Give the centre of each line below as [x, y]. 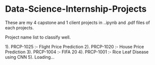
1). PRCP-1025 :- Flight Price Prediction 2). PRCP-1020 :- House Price [75, 46]
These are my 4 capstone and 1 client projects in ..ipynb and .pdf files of [77, 22]
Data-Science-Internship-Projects [76, 9]
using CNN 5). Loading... [30, 57]
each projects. [19, 27]
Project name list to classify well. [38, 37]
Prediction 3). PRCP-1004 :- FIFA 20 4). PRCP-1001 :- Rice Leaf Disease [77, 52]
